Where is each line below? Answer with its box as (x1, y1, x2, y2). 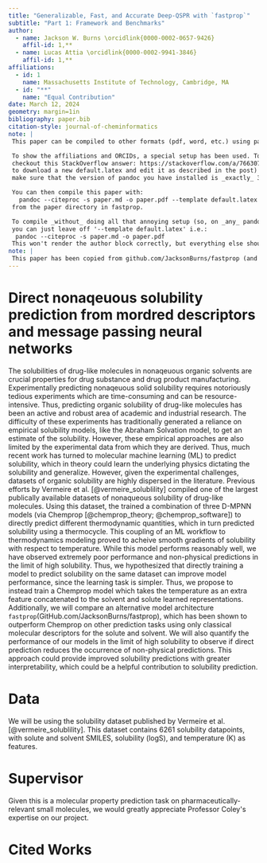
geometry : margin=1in (8, 108, 80, 116)
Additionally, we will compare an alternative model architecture (8, 603, 215, 612)
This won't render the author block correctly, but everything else (11, 240, 244, 248)
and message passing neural (8, 323, 203, 341)
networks (8, 340, 73, 358)
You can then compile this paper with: (11, 189, 145, 197)
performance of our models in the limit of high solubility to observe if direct (8, 636, 254, 646)
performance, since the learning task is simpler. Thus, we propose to (8, 577, 234, 587)
